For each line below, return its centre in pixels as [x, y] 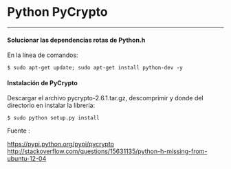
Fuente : [19, 131]
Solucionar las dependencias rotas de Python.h [76, 40]
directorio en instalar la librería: [51, 105]
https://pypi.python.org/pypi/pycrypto [61, 144]
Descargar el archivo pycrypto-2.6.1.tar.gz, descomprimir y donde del [106, 98]
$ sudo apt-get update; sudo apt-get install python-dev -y [95, 68]
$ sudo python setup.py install [53, 118]
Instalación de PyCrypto [42, 82]
